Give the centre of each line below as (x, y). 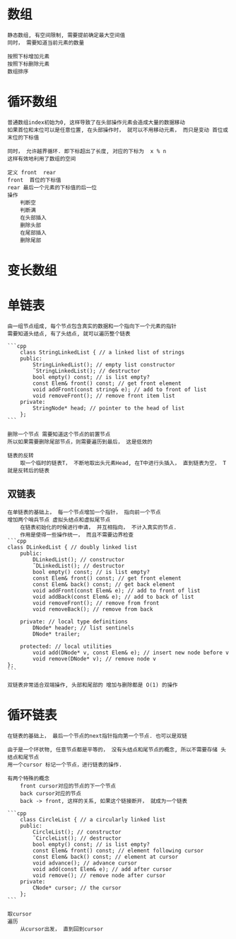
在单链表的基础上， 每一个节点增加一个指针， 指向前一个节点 (84, 512)
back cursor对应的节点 (51, 793)
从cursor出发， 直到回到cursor (62, 929)
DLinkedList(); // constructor (79, 560)
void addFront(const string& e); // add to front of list (120, 390)
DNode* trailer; (57, 634)
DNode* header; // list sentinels (83, 628)
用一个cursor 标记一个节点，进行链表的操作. (65, 765)
